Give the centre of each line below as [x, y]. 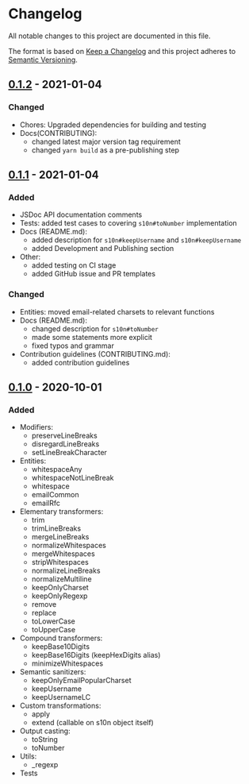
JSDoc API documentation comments [81, 214]
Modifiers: [36, 427]
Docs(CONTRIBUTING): [58, 133]
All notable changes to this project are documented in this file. [109, 36]
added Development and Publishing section [103, 249]
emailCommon [55, 495]
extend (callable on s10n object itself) [93, 723]
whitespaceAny [57, 469]
